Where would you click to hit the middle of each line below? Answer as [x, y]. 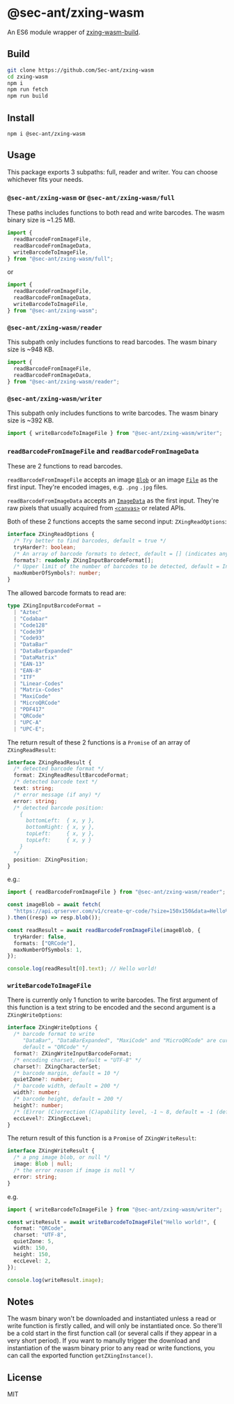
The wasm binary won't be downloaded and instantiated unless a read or [112, 1318]
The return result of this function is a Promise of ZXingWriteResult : [102, 1138]
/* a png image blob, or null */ [62, 1158]
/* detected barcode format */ [59, 769]
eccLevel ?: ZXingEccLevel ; [53, 1118]
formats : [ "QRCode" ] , [45, 943]
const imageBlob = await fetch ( [54, 905]
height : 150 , [32, 1254]
